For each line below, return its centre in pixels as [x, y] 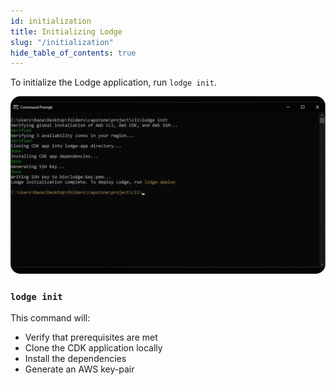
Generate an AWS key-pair [79, 369]
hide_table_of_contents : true [73, 53]
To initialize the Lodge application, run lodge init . [113, 82]
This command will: [50, 318]
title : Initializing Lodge [66, 31]
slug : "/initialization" [62, 42]
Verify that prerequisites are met [91, 337]
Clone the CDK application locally [93, 348]
